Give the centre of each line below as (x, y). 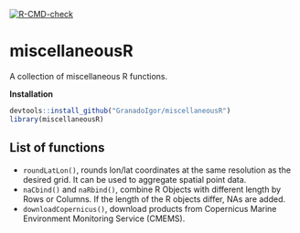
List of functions (57, 148)
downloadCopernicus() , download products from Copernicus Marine (150, 208)
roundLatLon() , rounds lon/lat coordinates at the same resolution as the (156, 170)
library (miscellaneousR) (57, 119)
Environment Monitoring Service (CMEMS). (104, 218)
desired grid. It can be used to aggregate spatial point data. (134, 179)
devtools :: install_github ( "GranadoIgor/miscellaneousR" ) (120, 111)
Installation (31, 94)
